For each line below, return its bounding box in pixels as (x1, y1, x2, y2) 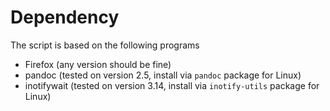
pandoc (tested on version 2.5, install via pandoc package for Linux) (24, 69, 302, 81)
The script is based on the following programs (10, 39, 200, 51)
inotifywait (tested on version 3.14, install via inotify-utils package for (24, 79, 320, 91)
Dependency (10, 6, 120, 29)
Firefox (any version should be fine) (24, 58, 172, 70)
